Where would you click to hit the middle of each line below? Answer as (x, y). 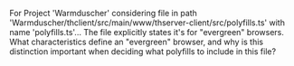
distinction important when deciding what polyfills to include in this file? (143, 52)
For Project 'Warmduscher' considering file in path (103, 13)
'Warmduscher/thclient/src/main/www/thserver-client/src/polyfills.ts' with (147, 23)
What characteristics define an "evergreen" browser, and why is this (137, 42)
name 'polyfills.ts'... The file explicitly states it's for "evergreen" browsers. (147, 32)
